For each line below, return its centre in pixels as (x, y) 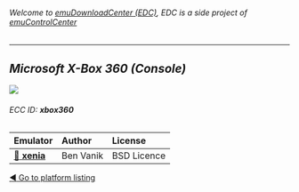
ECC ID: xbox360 (41, 109)
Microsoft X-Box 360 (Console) (98, 68)
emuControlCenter (43, 21)
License (129, 140)
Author (77, 140)
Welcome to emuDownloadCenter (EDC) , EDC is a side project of (128, 12)
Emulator (33, 140)
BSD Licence (139, 156)
